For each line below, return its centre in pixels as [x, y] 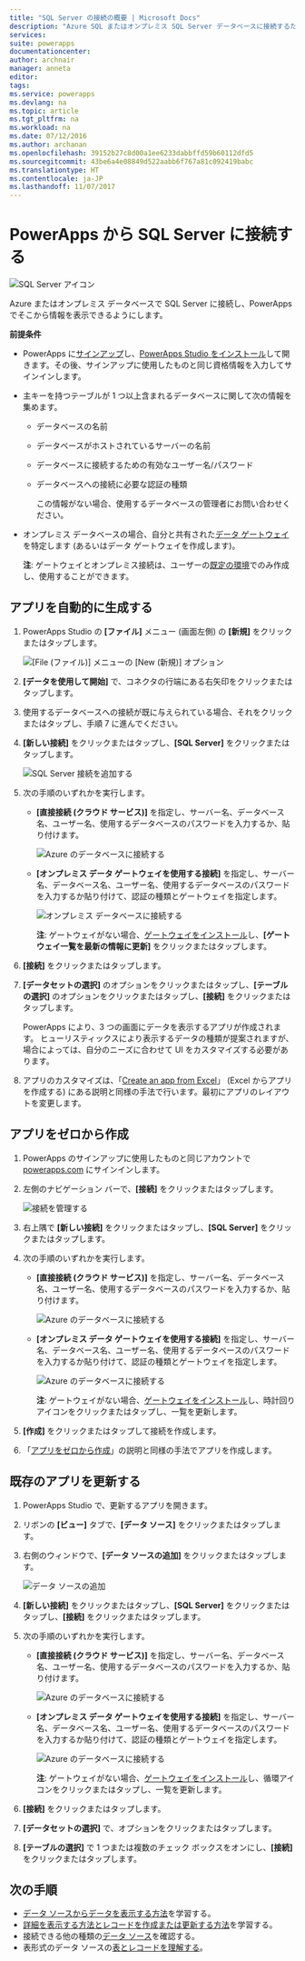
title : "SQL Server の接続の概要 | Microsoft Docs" [105, 18]
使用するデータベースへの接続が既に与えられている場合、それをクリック [157, 712]
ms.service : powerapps [52, 94]
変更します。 [62, 1103]
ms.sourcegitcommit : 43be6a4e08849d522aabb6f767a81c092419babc [132, 161]
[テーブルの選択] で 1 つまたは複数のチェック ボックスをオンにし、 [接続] [157, 1847]
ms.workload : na [40, 128]
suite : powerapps [42, 43]
